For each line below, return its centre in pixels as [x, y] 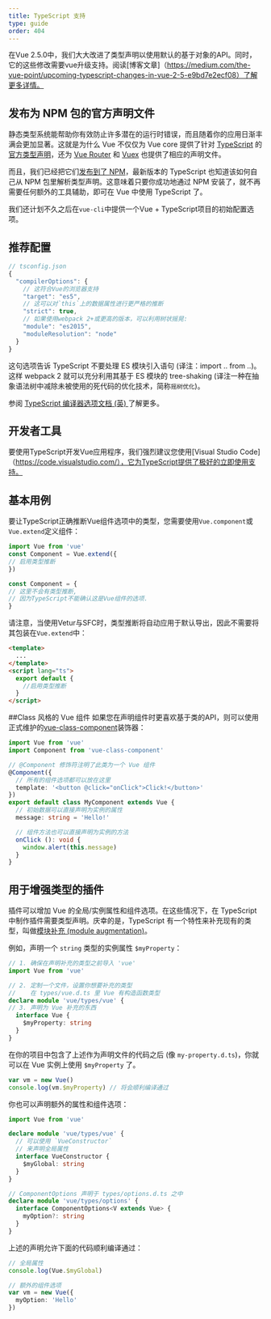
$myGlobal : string [54, 1164]
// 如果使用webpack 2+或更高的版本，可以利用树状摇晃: [105, 319]
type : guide [28, 23]
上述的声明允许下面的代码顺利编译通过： [75, 1248]
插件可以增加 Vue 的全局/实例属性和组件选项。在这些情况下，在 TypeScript [133, 910]
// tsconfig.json [38, 266]
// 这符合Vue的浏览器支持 [61, 289]
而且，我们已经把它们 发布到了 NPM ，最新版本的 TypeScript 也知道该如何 [129, 172]
